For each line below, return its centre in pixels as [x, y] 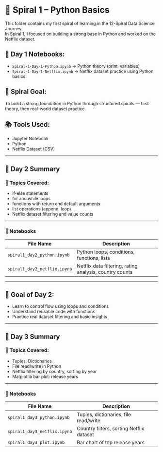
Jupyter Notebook [30, 139]
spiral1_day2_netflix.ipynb [40, 269]
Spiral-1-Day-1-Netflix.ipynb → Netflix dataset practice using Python [83, 71]
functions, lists [93, 258]
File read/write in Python [37, 366]
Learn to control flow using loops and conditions [60, 306]
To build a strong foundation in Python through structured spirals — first [77, 103]
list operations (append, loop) [41, 209]
